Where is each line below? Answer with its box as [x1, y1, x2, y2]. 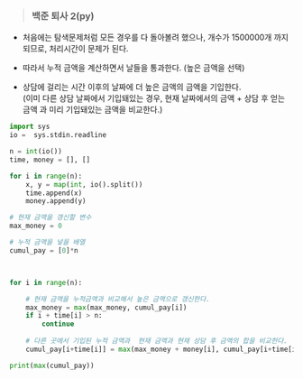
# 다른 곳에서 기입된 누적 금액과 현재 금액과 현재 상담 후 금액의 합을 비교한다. [25, 337, 289, 346]
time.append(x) [25, 189, 83, 198]
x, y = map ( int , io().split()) [25, 180, 143, 189]
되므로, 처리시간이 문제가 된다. [22, 43, 129, 54]
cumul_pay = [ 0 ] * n [9, 245, 78, 255]
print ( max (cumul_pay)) [9, 361, 95, 370]
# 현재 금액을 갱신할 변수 [9, 213, 92, 222]
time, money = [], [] [9, 155, 91, 164]
